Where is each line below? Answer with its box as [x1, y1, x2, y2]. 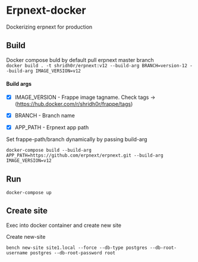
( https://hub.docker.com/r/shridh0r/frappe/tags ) [14, 101, 133, 108]
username [6, 249, 28, 256]
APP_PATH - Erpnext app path [14, 124, 89, 131]
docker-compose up [6, 189, 52, 195]
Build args [6, 80, 32, 88]
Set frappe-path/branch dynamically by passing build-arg [6, 136, 147, 143]
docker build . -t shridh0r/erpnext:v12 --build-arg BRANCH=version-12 [6, 63, 187, 68]
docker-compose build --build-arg [6, 147, 92, 154]
